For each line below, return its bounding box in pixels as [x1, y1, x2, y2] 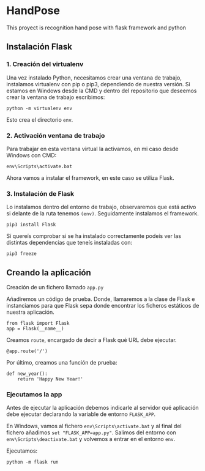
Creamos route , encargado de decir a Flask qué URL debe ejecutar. [6, 336, 177, 344]
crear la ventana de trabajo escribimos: [6, 93, 105, 101]
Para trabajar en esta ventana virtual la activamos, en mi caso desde [6, 145, 179, 152]
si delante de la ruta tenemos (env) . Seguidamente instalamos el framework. [6, 210, 199, 217]
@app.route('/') [6, 348, 48, 355]
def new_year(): [6, 371, 48, 377]
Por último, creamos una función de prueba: [6, 359, 117, 366]
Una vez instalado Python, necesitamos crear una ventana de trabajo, [6, 74, 182, 81]
